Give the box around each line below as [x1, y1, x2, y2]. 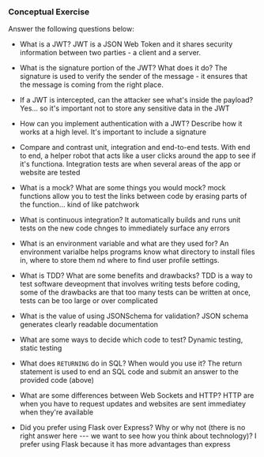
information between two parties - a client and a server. [19, 48, 202, 58]
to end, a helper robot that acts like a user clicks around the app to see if [19, 151, 257, 160]
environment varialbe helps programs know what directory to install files [19, 247, 255, 257]
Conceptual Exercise [8, 6, 90, 17]
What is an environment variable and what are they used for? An [19, 239, 229, 249]
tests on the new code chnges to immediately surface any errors [19, 223, 231, 233]
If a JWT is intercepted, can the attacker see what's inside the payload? [19, 96, 254, 105]
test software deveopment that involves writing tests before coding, [19, 279, 240, 289]
